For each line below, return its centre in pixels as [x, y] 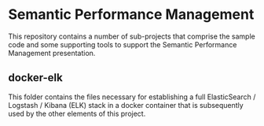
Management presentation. [52, 53]
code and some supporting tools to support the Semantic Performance [123, 44]
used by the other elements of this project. [77, 113]
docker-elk [35, 78]
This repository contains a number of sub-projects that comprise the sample [132, 36]
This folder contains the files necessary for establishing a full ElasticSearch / [132, 97]
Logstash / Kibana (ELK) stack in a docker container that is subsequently [126, 105]
